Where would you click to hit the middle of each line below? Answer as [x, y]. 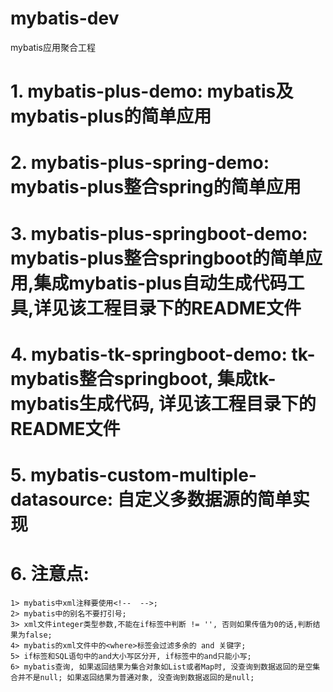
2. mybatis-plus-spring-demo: [140, 163]
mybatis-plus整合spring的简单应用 [156, 187]
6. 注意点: [50, 574]
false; [38, 635]
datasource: [62, 499]
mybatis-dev [65, 18]
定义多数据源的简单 [213, 499]
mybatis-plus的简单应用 [111, 116]
